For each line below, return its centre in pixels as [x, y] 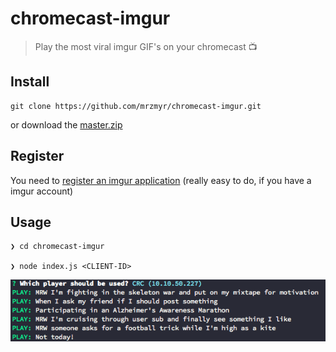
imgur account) [42, 191]
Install [30, 82]
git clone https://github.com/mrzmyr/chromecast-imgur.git [136, 106]
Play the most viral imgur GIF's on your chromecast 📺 [146, 46]
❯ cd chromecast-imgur [57, 247]
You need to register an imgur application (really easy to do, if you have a [161, 180]
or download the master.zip [66, 124]
